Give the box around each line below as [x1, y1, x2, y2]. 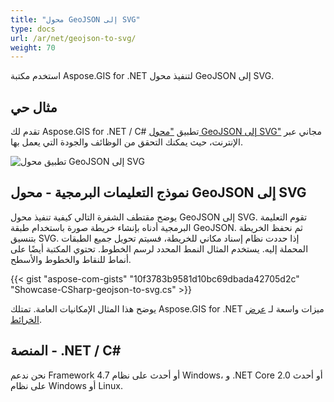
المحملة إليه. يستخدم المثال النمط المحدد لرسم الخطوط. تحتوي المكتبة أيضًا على [10, 242, 309, 255]
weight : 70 [10, 42, 56, 53]
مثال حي [10, 99, 58, 116]
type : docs [10, 24, 56, 34]
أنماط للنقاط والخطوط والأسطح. [10, 253, 132, 265]
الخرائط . [10, 313, 43, 325]
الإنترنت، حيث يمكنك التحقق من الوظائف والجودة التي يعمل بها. [10, 136, 244, 148]
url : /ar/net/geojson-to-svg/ [10, 33, 137, 43]
